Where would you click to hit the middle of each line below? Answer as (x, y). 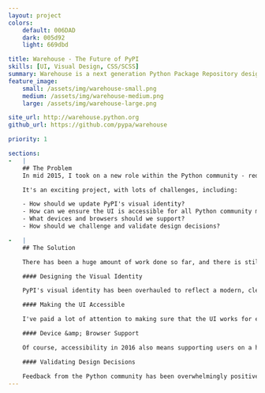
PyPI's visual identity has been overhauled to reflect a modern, (134, 291)
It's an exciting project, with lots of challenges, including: (130, 190)
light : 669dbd (45, 45)
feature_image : (33, 81)
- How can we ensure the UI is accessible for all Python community (137, 212)
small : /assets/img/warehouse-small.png (90, 89)
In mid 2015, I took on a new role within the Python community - (134, 176)
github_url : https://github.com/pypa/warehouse (88, 125)
